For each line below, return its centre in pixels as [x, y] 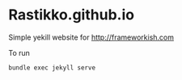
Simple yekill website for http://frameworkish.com [91, 37]
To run [19, 53]
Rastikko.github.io [72, 15]
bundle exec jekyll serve [52, 67]
